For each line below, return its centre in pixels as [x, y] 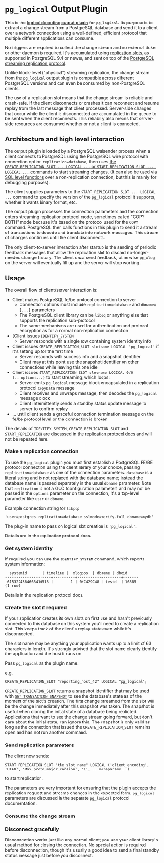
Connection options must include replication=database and [80, 304]
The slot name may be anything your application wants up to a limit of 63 [78, 643]
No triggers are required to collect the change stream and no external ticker [81, 47]
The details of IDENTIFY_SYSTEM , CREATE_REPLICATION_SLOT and [67, 428]
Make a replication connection [42, 451]
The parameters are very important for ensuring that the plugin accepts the [81, 788]
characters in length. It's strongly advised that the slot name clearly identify [81, 649]
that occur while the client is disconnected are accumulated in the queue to [81, 113]
